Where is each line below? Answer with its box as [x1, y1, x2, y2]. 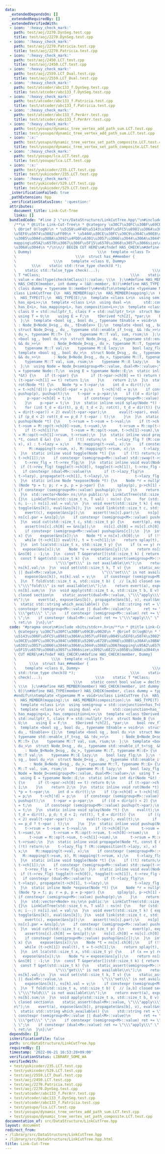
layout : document [5, 1123, 41, 1128]
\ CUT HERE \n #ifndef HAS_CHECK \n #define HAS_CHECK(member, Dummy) [14, 652, 153, 657]
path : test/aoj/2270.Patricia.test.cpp [14, 44, 96, 49]
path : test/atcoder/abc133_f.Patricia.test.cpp [14, 99, 113, 104]
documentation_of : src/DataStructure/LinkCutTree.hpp [5, 1119, 118, 1124]
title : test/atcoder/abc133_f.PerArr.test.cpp [14, 117, 111, 122]
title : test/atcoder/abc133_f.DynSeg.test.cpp [14, 90, 111, 94]
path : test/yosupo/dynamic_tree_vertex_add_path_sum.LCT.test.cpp [14, 126, 153, 131]
